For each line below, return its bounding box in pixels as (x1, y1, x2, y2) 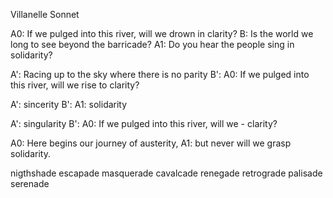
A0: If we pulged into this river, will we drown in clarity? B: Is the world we (10, 28, 314, 39)
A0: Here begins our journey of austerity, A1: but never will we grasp (10, 137, 292, 149)
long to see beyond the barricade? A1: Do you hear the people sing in (10, 39, 295, 50)
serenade (10, 178, 50, 189)
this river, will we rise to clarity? (10, 79, 140, 91)
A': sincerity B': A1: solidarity (10, 99, 128, 110)
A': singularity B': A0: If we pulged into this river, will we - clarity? (10, 118, 278, 129)
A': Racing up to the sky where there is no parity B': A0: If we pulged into (10, 69, 310, 80)
